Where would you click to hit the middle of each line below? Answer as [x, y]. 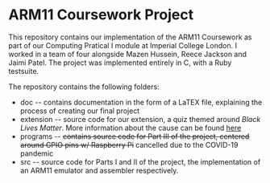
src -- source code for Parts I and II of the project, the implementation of [140, 161]
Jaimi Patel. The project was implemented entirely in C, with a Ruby [120, 63]
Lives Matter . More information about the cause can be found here [131, 128]
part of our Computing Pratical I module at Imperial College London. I [123, 45]
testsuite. [24, 71]
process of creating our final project [80, 111]
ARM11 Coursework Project [101, 15]
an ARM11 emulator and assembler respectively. [99, 170]
